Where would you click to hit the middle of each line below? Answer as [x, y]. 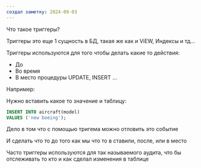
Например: [21, 89]
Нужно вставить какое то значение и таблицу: [66, 101]
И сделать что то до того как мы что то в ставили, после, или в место [97, 141]
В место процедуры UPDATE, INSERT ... [66, 77]
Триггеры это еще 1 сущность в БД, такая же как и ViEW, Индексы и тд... [101, 41]
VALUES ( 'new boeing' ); [36, 118]
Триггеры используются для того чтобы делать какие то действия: [93, 53]
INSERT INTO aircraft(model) [43, 112]
